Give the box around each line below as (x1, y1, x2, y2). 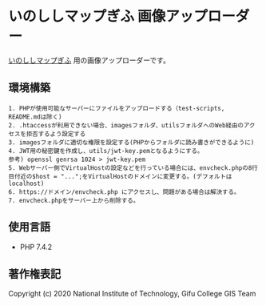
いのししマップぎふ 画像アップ (8, 7, 208, 26)
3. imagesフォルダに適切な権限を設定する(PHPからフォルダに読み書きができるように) (8, 138, 255, 147)
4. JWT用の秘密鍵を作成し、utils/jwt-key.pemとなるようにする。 (8, 147, 204, 155)
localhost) (8, 179, 45, 187)
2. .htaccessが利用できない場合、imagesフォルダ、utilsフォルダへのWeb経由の (8, 121, 244, 129)
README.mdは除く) (8, 113, 62, 121)
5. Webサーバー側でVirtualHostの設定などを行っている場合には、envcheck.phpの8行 (8, 163, 258, 172)
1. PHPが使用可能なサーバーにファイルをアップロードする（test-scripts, (8, 104, 225, 112)
